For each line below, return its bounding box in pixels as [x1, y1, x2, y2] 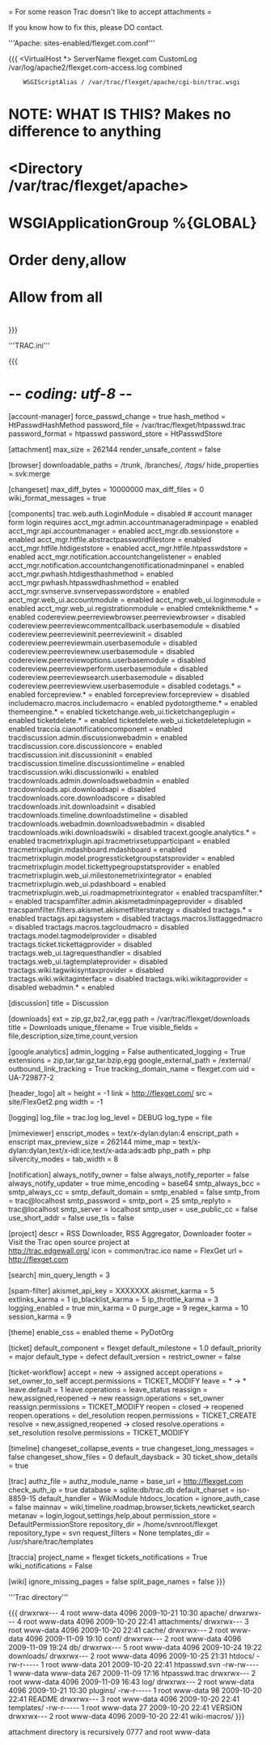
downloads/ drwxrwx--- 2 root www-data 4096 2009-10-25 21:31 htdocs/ [8, 1651, 255, 1661]
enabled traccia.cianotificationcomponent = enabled [8, 725, 184, 734]
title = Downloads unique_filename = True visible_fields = [8, 1023, 199, 1033]
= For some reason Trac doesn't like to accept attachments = [8, 7, 212, 16]
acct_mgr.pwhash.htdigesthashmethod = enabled [8, 569, 174, 579]
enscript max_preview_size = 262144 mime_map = [8, 1137, 177, 1147]
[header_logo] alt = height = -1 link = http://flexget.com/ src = [8, 1088, 214, 1098]
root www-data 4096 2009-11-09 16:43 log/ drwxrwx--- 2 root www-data [8, 1677, 255, 1687]
